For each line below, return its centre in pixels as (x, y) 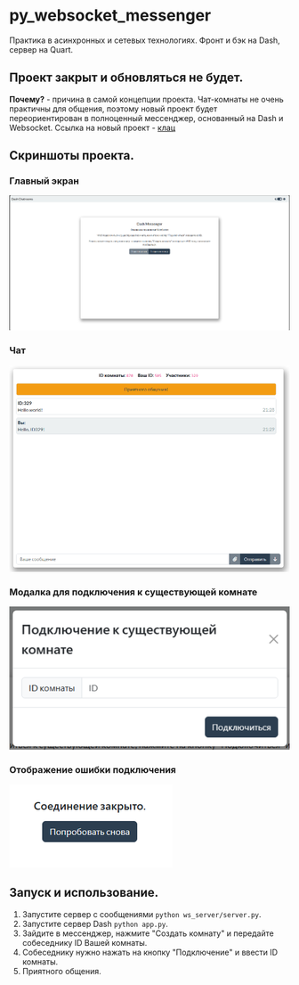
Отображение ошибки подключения (93, 769)
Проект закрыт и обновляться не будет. (126, 78)
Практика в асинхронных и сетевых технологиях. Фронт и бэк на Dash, (145, 40)
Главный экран (44, 181)
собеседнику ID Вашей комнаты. (85, 942)
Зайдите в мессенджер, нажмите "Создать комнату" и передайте (148, 933)
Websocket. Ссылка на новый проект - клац (93, 127)
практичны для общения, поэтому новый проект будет (113, 109)
